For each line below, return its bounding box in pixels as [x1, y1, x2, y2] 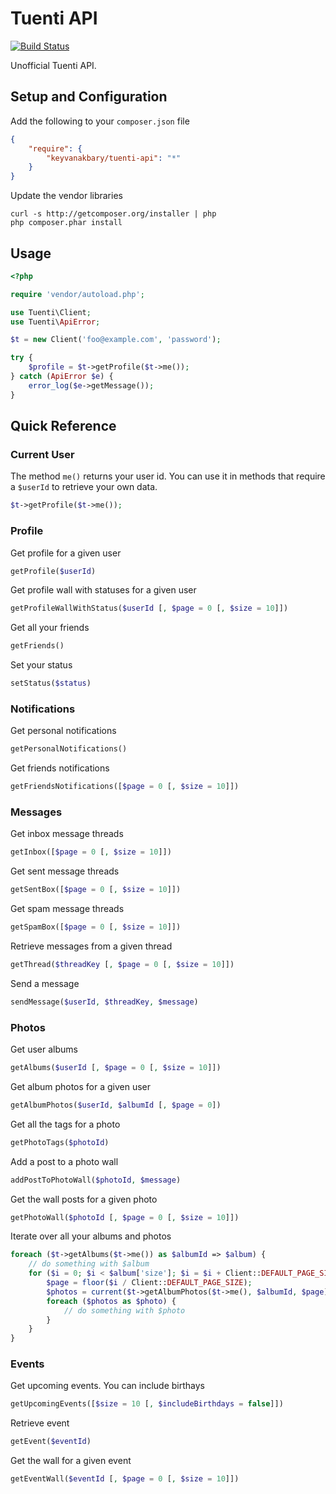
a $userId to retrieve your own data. [10, 481, 158, 493]
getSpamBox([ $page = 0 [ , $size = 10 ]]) [10, 922, 182, 932]
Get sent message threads [10, 865, 120, 877]
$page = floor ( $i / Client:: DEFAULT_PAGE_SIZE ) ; [46, 1278, 253, 1288]
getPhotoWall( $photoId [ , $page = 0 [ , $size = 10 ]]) [10, 1212, 240, 1222]
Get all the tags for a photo [10, 1118, 121, 1130]
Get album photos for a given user [10, 1080, 152, 1092]
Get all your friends [10, 622, 90, 634]
